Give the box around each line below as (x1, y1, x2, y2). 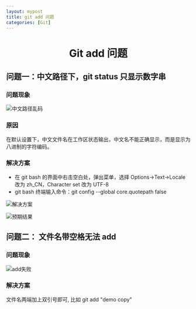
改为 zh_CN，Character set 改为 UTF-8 (14, 181, 109, 188)
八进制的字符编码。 (6, 143, 53, 150)
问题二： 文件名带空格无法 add (6, 232, 116, 242)
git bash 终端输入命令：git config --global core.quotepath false (14, 188, 167, 195)
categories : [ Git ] (6, 19, 51, 25)
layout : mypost (6, 8, 43, 15)
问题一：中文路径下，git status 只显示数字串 (6, 72, 166, 82)
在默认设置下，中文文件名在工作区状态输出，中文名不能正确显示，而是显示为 (6, 135, 191, 142)
